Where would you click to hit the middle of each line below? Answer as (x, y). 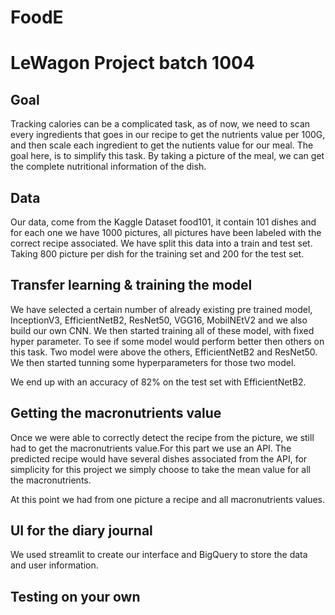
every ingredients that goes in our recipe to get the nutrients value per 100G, (168, 135)
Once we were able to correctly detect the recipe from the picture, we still (162, 437)
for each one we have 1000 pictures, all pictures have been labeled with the (166, 232)
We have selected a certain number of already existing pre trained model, (161, 309)
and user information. (54, 565)
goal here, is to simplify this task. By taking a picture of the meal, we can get (167, 156)
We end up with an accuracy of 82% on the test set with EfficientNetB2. (158, 382)
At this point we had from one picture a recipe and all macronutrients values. (168, 499)
